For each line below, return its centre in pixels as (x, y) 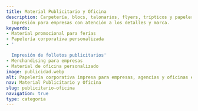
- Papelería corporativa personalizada (55, 39)
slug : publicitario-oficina (41, 88)
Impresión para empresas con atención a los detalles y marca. (90, 22)
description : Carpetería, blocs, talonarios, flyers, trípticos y (89, 17)
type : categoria (26, 99)
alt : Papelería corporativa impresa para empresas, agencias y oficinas (97, 77)
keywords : (18, 28)
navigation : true (27, 94)
